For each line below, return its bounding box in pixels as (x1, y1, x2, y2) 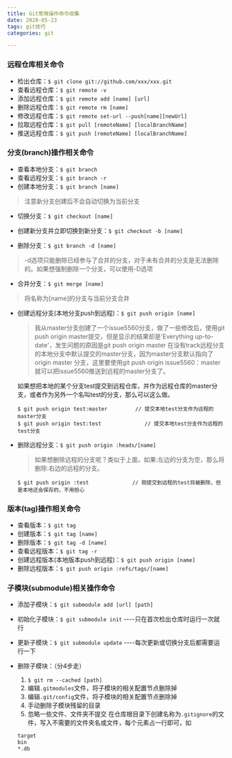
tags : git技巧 (7, 23, 46, 30)
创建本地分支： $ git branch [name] (17, 182, 119, 191)
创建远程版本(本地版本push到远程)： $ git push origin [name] (17, 555, 196, 564)
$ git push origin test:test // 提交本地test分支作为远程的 (17, 420, 224, 427)
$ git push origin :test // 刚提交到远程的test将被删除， (17, 479, 216, 486)
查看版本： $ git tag (17, 521, 76, 529)
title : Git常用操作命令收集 (7, 10, 80, 17)
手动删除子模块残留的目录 (27, 701, 101, 709)
